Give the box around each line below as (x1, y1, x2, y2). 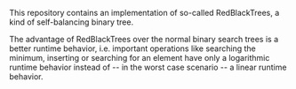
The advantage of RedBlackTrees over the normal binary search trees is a (9, 34, 279, 44)
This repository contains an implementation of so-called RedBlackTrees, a (9, 8, 280, 18)
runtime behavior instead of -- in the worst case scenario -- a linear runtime (9, 62, 287, 72)
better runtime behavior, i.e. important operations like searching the (9, 43, 256, 54)
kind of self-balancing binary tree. (9, 17, 134, 27)
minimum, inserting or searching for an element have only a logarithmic (9, 53, 270, 63)
